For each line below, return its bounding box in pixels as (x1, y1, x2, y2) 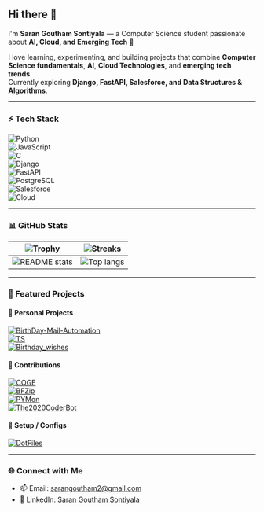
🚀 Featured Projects (8, 289, 85, 300)
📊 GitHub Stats (8, 220, 68, 231)
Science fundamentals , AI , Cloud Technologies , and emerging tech (8, 61, 232, 70)
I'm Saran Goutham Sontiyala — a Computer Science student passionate (8, 28, 246, 38)
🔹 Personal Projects (8, 308, 74, 317)
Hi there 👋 (8, 8, 57, 21)
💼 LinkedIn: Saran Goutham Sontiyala (19, 495, 140, 504)
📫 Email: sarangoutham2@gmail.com (19, 484, 142, 493)
